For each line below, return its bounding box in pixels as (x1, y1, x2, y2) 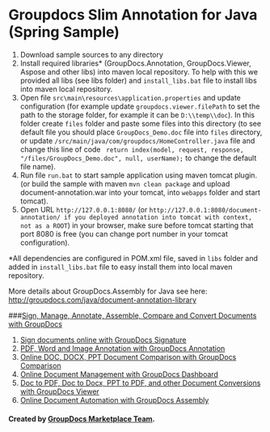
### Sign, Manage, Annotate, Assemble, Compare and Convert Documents (8, 310, 257, 320)
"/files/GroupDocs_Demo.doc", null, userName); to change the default (19, 152, 257, 163)
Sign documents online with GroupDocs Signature (19, 335, 187, 344)
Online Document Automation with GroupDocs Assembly (19, 395, 209, 404)
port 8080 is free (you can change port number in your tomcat (19, 229, 228, 238)
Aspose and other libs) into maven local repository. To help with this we (19, 66, 259, 76)
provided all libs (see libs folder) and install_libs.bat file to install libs (19, 75, 257, 85)
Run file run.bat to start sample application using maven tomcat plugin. (19, 170, 257, 180)
